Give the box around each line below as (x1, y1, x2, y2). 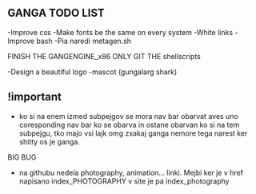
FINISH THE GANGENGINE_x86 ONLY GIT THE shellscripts (7, 51, 201, 61)
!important (7, 90, 62, 104)
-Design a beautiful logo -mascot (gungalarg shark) (7, 67, 178, 77)
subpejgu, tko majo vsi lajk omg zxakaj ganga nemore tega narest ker (18, 128, 248, 138)
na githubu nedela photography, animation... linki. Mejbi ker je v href (18, 168, 244, 177)
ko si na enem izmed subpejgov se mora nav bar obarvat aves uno (18, 111, 239, 121)
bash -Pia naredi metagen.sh (36, 36, 132, 46)
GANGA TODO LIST (7, 6, 105, 20)
